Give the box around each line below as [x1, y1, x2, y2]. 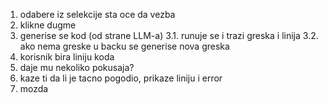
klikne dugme [19, 19, 77, 31]
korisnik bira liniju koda [19, 51, 115, 63]
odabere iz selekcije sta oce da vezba [19, 9, 176, 20]
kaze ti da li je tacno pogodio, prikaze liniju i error [19, 72, 223, 84]
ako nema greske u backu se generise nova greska [19, 40, 230, 52]
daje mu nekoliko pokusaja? [19, 62, 135, 73]
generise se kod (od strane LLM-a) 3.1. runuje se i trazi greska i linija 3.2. [19, 30, 319, 41]
